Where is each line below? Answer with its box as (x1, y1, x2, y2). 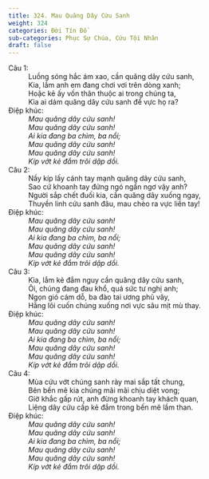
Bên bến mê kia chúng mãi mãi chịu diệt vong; (28, 386, 180, 395)
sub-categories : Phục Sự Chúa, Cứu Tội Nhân (8, 34, 159, 42)
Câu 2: (8, 165, 30, 175)
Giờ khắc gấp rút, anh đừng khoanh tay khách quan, (28, 394, 199, 404)
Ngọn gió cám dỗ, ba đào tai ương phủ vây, (28, 292, 170, 302)
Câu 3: (8, 267, 30, 276)
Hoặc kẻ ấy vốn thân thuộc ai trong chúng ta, (28, 89, 177, 98)
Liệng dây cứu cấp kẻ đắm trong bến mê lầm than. (28, 402, 194, 412)
